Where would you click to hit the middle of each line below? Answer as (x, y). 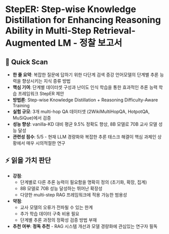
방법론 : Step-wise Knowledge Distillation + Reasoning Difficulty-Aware (85, 100)
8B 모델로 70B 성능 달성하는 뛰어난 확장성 (61, 188)
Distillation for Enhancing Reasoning (83, 20)
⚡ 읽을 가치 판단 (28, 161)
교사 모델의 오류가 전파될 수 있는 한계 (57, 207)
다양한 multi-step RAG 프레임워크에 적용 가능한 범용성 (73, 195)
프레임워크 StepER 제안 (41, 94)
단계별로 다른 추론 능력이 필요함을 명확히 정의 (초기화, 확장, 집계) (83, 182)
